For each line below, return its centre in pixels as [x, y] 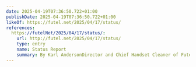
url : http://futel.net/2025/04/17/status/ [69, 38]
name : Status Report [41, 50]
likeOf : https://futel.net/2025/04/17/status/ [64, 22]
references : [20, 28]
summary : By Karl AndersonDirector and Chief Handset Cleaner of [98, 55]
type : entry [31, 44]
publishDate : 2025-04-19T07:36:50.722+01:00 [61, 17]
